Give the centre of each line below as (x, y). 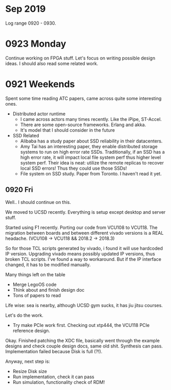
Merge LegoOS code (35, 284)
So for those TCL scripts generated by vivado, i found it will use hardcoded (84, 248)
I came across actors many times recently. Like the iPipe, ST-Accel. (91, 119)
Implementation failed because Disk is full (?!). (54, 351)
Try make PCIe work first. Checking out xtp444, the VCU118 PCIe (81, 325)
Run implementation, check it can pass (53, 377)
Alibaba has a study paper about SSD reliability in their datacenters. (91, 141)
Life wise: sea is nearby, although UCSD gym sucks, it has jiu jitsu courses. (84, 305)
